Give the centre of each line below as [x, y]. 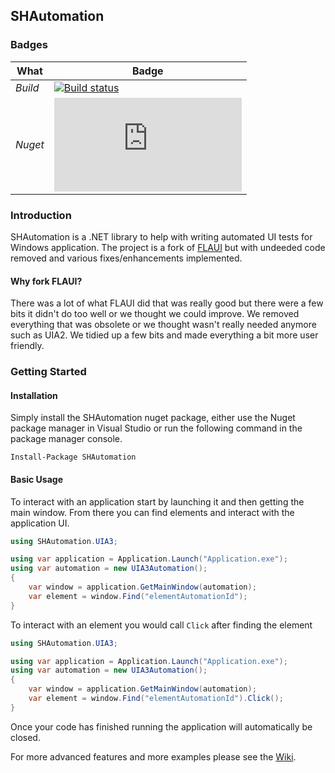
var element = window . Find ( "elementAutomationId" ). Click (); [156, 699]
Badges [29, 45]
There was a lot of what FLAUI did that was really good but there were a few [167, 303]
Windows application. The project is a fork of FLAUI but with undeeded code [168, 247]
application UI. [40, 523]
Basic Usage [36, 479]
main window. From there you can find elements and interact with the [152, 512]
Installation [34, 395]
